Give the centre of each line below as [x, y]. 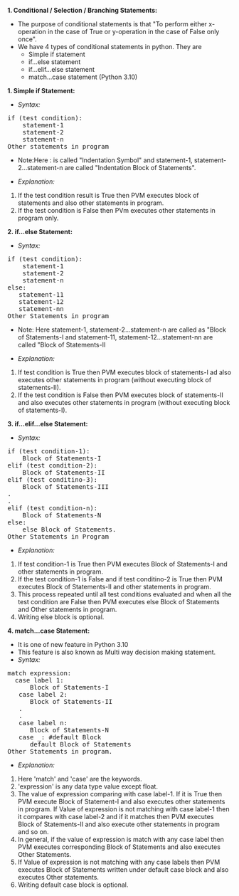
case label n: [43, 723]
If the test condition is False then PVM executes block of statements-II [121, 395]
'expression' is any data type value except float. [88, 786]
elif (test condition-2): [53, 465]
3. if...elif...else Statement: [48, 424]
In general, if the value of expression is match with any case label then [121, 839]
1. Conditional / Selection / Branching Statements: [83, 10]
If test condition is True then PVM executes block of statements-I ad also [124, 372]
